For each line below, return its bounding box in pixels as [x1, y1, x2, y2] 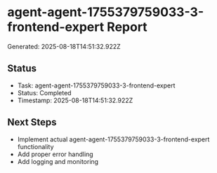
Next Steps [7, 116, 57, 128]
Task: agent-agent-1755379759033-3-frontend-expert [17, 81, 176, 90]
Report [106, 19, 147, 35]
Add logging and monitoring [17, 157, 99, 165]
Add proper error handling [17, 150, 93, 158]
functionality [17, 142, 54, 151]
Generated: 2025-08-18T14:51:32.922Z [7, 42, 121, 50]
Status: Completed [17, 88, 72, 97]
